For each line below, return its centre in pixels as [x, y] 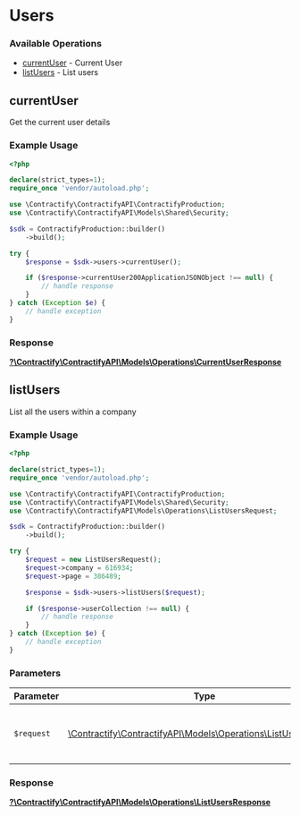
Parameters [35, 673]
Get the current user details [60, 123]
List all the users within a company [73, 412]
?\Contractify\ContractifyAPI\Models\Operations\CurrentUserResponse [146, 362]
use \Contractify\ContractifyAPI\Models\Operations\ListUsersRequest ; [143, 511]
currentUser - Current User [72, 63]
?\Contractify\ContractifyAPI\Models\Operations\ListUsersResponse [140, 803]
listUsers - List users [60, 72]
